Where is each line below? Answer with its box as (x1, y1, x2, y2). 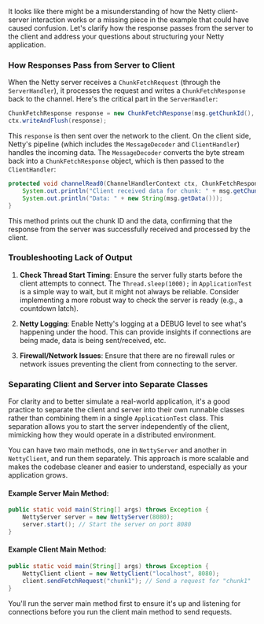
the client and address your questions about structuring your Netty (8, 31, 225, 41)
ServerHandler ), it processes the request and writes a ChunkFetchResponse (8, 86, 246, 95)
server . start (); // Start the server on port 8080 (22, 521, 192, 529)
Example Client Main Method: (8, 545, 107, 554)
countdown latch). (19, 303, 79, 313)
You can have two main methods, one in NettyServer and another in (8, 445, 227, 455)
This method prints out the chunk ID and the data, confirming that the (8, 216, 233, 225)
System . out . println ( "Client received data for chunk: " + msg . (22, 186, 234, 195)
